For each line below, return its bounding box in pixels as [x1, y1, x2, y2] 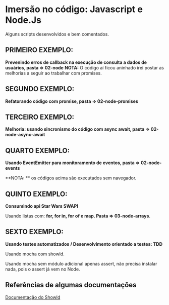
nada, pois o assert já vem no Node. [5, 266, 80, 272]
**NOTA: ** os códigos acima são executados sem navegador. [5, 175, 137, 181]
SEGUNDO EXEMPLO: [5, 85, 75, 93]
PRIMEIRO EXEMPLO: [5, 46, 74, 54]
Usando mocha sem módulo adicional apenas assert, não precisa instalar [5, 260, 157, 266]
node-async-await [5, 132, 45, 138]
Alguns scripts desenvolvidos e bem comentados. [5, 31, 109, 37]
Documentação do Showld [5, 294, 61, 300]
